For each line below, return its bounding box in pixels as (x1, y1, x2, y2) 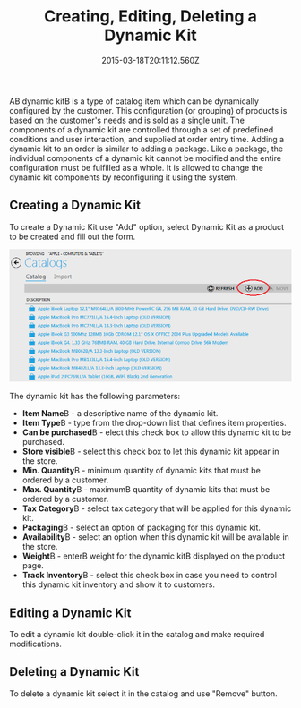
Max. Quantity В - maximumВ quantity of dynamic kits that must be (21, 484, 271, 495)
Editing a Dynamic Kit (9, 605, 132, 620)
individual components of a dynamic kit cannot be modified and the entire (9, 152, 282, 163)
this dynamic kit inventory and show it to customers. (21, 579, 215, 590)
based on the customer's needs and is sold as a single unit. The (9, 115, 245, 125)
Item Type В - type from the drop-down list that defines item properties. (21, 418, 287, 429)
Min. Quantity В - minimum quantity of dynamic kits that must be (21, 465, 262, 476)
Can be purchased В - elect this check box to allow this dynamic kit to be (21, 427, 292, 438)
